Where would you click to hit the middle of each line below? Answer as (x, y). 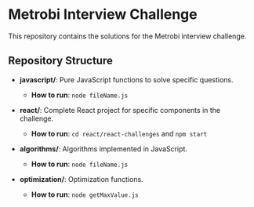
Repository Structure (61, 61)
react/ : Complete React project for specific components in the (120, 110)
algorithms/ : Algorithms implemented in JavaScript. (103, 149)
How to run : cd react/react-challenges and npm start (119, 133)
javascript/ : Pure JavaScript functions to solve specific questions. (126, 79)
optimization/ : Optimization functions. (81, 179)
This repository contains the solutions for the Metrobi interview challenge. (127, 36)
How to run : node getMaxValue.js (85, 194)
